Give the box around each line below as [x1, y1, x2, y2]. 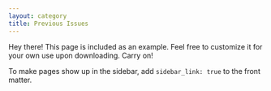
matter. [8, 75, 32, 84]
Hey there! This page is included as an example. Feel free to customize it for [8, 41, 263, 51]
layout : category [8, 11, 67, 20]
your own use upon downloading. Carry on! [8, 50, 154, 60]
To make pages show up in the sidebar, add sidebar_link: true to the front [8, 66, 261, 76]
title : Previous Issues [8, 19, 89, 28]
